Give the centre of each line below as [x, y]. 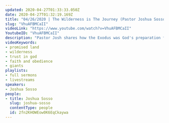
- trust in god [21, 56]
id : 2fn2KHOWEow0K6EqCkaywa [39, 113]
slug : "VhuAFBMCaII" [27, 24]
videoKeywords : [21, 43]
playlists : [17, 71]
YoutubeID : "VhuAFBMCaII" [32, 33]
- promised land [22, 47]
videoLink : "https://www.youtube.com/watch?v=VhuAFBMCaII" [68, 29]
